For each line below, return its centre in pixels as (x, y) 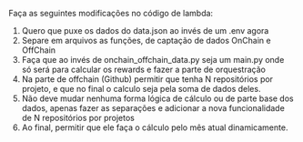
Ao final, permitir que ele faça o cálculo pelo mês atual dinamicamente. (155, 127)
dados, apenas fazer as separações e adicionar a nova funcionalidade (153, 108)
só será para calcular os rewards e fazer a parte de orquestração (143, 69)
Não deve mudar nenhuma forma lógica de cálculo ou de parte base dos (157, 98)
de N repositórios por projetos (78, 118)
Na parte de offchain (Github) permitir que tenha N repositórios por (147, 79)
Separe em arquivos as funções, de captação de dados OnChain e (146, 41)
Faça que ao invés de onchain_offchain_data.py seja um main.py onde (153, 60)
